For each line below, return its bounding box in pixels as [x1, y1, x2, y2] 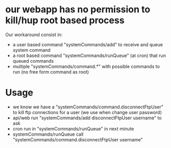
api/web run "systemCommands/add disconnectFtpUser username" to [12, 115, 162, 121]
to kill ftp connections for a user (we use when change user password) [12, 109, 162, 115]
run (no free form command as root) [12, 68, 89, 75]
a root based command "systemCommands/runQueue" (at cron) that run [12, 52, 166, 59]
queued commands [12, 58, 54, 64]
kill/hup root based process [5, 14, 124, 26]
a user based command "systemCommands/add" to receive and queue [12, 41, 163, 47]
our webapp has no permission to [5, 4, 151, 15]
